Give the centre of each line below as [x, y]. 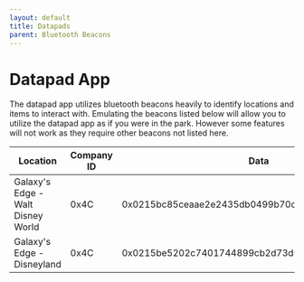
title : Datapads [40, 26]
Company [91, 155]
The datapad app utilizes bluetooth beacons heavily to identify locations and [152, 104]
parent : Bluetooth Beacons [60, 34]
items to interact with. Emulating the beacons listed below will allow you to [148, 114]
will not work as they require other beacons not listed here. [119, 133]
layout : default [40, 18]
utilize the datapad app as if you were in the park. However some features [147, 124]
